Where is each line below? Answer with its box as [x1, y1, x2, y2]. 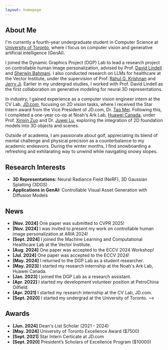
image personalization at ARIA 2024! [12, 231, 89, 237]
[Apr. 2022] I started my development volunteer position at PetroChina [12, 279, 159, 285]
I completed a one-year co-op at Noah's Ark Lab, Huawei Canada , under [5, 112, 155, 118]
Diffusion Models [12, 192, 48, 198]
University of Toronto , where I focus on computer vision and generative [5, 45, 153, 51]
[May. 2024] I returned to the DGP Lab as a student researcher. [12, 258, 144, 264]
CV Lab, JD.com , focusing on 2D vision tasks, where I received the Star [5, 101, 153, 107]
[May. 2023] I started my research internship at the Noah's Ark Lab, [12, 263, 153, 269]
